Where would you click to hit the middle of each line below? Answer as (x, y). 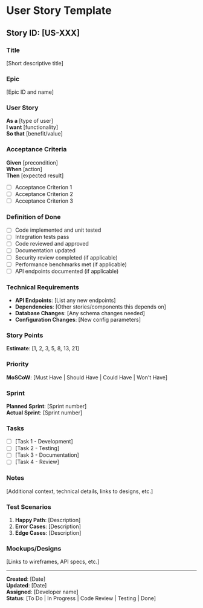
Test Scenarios (29, 507)
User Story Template (59, 11)
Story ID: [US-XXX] (43, 33)
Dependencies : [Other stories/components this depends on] (90, 307)
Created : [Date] (26, 579)
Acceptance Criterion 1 (43, 187)
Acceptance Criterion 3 (44, 201)
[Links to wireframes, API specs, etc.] (53, 562)
